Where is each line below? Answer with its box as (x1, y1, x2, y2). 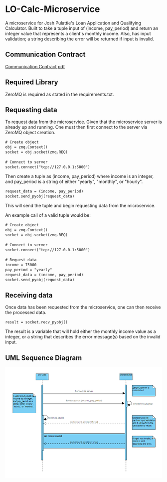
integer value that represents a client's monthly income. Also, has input (5, 30, 151, 36)
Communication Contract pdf (5, 63, 65, 69)
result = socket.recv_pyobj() (5, 320, 68, 325)
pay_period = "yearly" (5, 268, 52, 273)
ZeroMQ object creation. (5, 130, 56, 136)
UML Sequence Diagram (5, 353, 82, 362)
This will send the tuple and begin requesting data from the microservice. (5, 203, 156, 209)
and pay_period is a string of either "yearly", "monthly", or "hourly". (5, 178, 143, 185)
